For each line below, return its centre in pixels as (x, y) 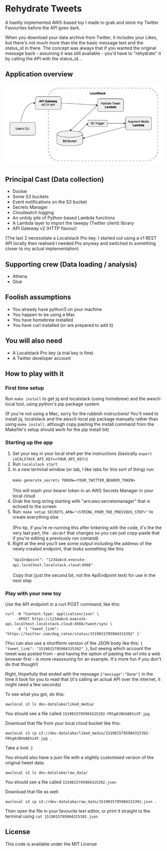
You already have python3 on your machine (57, 309)
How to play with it (34, 374)
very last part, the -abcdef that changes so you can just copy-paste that (86, 533)
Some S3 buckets (30, 197)
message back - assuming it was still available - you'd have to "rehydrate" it (83, 53)
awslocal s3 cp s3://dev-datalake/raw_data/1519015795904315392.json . (81, 802)
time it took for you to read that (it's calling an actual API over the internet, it (83, 679)
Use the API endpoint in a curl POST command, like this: (63, 604)
